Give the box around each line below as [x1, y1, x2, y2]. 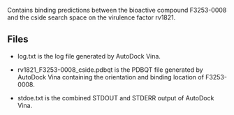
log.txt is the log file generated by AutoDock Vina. [17, 52, 161, 60]
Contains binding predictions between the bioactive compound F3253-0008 [7, 6, 227, 14]
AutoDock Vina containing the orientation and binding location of [17, 72, 205, 81]
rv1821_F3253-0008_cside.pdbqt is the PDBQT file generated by [17, 66, 204, 74]
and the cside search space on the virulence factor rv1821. [7, 13, 176, 22]
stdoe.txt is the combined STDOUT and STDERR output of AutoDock [17, 93, 214, 102]
